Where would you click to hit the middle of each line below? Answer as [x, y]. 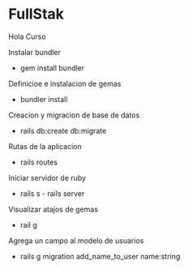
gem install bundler [52, 68]
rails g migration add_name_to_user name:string [100, 256]
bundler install [44, 99]
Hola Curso [27, 36]
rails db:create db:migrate [63, 130]
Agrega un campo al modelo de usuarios [76, 241]
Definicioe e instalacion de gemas [65, 83]
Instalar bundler [34, 52]
